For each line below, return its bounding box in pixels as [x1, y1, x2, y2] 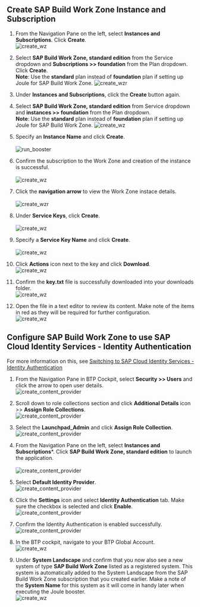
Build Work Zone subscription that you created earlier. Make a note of [15, 575, 186, 583]
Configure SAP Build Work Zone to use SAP [7, 332, 171, 343]
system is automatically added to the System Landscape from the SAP [15, 569, 188, 576]
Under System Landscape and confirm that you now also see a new [15, 556, 183, 564]
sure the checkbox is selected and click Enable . [15, 503, 133, 510]
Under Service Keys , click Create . [15, 211, 100, 219]
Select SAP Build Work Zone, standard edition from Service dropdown [15, 102, 190, 110]
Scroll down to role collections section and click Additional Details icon [15, 399, 191, 407]
